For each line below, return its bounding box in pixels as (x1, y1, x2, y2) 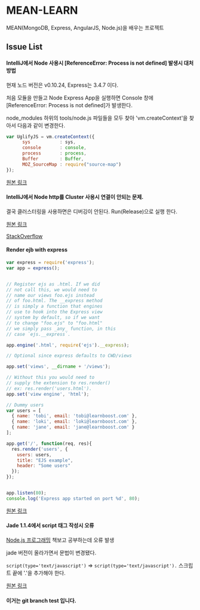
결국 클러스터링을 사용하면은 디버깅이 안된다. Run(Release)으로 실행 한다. (6, 208, 178, 215)
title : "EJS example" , (17, 457, 73, 463)
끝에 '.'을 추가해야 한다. (12, 569, 66, 576)
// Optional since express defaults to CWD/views (6, 353, 133, 359)
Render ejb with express (6, 246, 67, 253)
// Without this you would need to (6, 375, 95, 381)
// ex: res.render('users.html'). (6, 386, 93, 392)
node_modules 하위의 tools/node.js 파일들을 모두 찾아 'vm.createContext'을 (6, 114, 188, 122)
